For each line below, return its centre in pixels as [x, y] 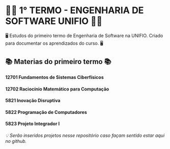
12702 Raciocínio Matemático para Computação [57, 89]
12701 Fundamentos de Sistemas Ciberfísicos [55, 77]
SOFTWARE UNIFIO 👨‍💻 [54, 21]
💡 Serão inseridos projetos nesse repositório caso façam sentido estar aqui [85, 135]
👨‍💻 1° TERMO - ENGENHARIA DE [75, 10]
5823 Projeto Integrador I [32, 124]
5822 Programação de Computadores [46, 112]
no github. [16, 141]
